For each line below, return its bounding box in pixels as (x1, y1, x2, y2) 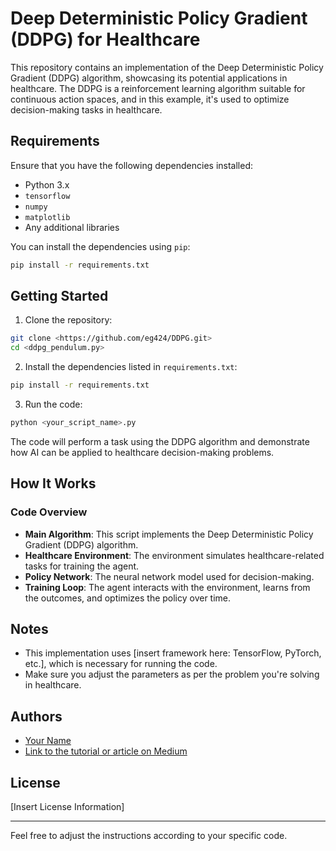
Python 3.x (24, 178, 70, 191)
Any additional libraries (24, 221, 120, 233)
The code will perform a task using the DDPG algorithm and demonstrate (10, 435, 310, 447)
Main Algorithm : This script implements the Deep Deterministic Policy (24, 528, 314, 540)
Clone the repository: (24, 314, 113, 326)
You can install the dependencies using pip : (10, 240, 191, 252)
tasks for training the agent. (24, 560, 140, 572)
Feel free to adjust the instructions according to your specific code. (10, 830, 288, 842)
